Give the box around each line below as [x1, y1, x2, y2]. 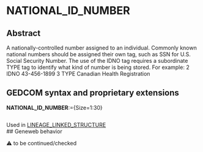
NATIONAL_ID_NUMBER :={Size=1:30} [6, 104, 103, 111]
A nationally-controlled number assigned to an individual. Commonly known [6, 44, 197, 51]
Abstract [6, 28, 41, 38]
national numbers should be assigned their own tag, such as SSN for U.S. [6, 51, 191, 58]
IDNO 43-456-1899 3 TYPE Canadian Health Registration [6, 70, 150, 77]
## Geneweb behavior [6, 128, 62, 135]
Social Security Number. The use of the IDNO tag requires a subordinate [6, 57, 188, 64]
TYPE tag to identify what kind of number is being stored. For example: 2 [6, 63, 190, 71]
